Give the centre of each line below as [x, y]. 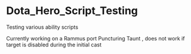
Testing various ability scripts [42, 27]
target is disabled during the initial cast [54, 45]
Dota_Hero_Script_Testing [72, 11]
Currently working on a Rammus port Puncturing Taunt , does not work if [95, 38]
